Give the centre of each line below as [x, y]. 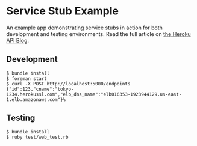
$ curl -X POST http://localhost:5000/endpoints [68, 84]
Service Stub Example [63, 11]
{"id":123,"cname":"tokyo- [40, 89]
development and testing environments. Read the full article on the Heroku [98, 34]
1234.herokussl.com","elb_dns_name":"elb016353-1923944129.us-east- [94, 94]
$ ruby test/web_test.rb [37, 137]
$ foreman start [27, 78]
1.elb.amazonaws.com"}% [36, 99]
